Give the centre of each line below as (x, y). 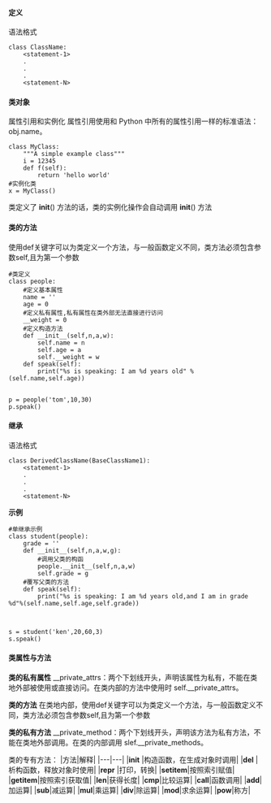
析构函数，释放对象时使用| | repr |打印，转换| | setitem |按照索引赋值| (122, 770)
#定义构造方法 (43, 328)
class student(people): (49, 536)
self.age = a (60, 349)
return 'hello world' (74, 176)
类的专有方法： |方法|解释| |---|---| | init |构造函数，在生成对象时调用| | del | (133, 760)
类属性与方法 (30, 658)
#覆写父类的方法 (46, 582)
